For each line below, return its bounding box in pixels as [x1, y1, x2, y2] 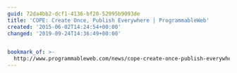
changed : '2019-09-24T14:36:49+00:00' [7, 29, 121, 37]
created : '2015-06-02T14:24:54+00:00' [7, 23, 121, 30]
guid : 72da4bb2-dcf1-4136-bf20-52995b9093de [7, 10, 140, 18]
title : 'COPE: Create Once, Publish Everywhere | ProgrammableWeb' [7, 17, 210, 24]
